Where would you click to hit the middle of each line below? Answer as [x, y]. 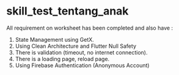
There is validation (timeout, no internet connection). [81, 52]
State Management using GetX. [55, 39]
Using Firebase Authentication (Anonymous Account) [82, 65]
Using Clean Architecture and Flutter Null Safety [75, 46]
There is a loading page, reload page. [62, 59]
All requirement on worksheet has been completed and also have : [89, 28]
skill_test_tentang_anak [68, 11]
